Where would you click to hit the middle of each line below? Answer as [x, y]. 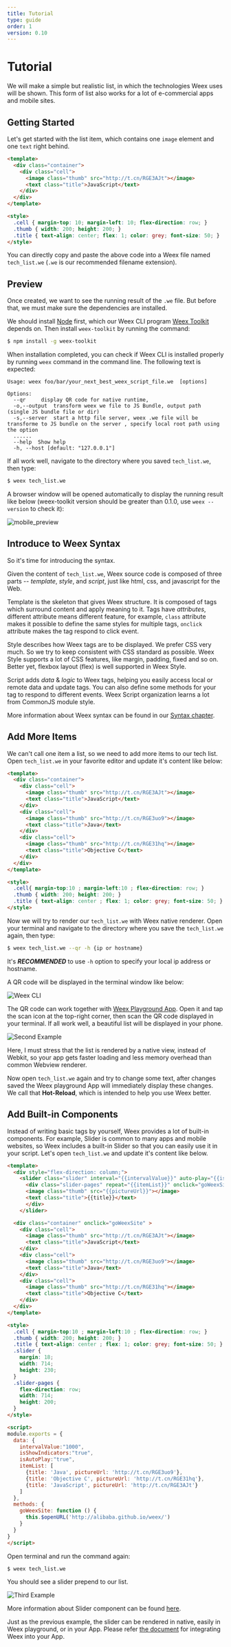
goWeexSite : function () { [58, 1511]
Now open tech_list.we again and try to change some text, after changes [112, 1078]
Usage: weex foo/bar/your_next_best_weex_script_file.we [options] [107, 382]
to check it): [47, 508]
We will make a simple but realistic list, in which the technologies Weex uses [115, 86]
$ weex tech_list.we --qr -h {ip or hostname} [75, 948]
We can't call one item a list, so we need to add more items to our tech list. [112, 753]
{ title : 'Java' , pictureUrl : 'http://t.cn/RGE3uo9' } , [104, 1473]
